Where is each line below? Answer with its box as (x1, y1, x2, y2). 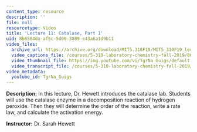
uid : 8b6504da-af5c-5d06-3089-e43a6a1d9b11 (6, 36, 114, 42)
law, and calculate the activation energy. (6, 109, 104, 116)
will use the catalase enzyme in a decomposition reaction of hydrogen (6, 96, 176, 103)
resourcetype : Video (6, 25, 57, 31)
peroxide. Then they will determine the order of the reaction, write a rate (6, 103, 181, 110)
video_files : (6, 42, 38, 48)
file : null (6, 19, 33, 25)
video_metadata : (6, 69, 46, 75)
